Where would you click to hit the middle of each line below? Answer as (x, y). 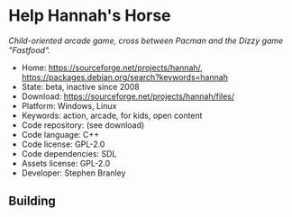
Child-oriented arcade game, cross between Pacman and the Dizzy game (146, 41)
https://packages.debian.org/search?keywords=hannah (125, 77)
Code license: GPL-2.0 (63, 144)
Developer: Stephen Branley (73, 173)
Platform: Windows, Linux (69, 105)
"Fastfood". (30, 50)
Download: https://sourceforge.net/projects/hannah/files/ (128, 96)
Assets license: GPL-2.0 (66, 163)
